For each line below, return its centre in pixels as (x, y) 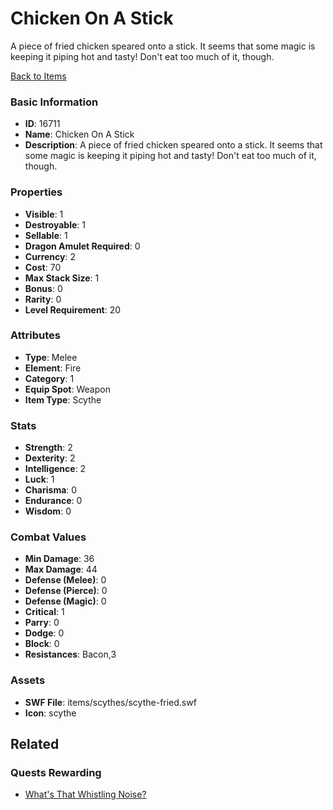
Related (35, 744)
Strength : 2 (48, 448)
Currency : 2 (50, 256)
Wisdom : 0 (48, 511)
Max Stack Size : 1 (62, 278)
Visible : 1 (44, 214)
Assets (28, 680)
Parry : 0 (42, 623)
